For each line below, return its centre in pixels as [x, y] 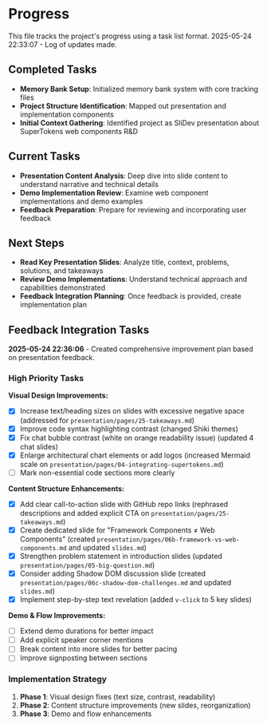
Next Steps [36, 243]
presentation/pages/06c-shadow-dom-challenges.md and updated [126, 583]
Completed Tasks [53, 70]
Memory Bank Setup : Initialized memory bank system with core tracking [139, 89]
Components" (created [57, 539]
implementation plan [53, 305]
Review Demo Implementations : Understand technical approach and [133, 279]
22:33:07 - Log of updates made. [63, 44]
